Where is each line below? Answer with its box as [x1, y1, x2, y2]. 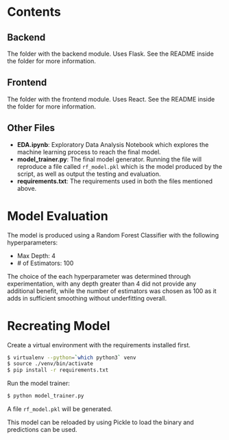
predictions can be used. [7, 426, 77, 433]
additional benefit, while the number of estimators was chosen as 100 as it [7, 286, 217, 295]
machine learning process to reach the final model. [16, 148, 161, 156]
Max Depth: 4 [16, 251, 56, 259]
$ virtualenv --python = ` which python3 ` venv [7, 354, 136, 361]
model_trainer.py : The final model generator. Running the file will [16, 155, 202, 163]
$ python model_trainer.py [7, 393, 84, 400]
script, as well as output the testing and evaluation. [16, 170, 161, 178]
